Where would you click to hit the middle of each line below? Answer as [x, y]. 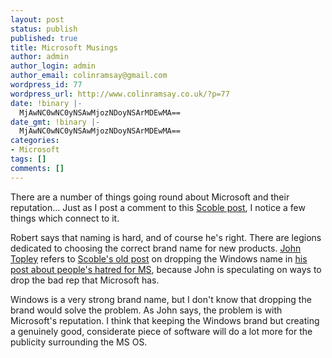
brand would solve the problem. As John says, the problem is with [146, 310]
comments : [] [37, 168]
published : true [44, 38]
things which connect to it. [65, 218]
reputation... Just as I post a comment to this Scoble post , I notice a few [158, 207]
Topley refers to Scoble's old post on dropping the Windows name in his [159, 258]
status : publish [44, 29]
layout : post [37, 19]
